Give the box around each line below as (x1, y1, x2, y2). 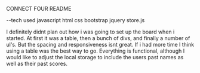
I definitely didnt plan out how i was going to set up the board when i (6, 28, 175, 35)
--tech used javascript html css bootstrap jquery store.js (6, 17, 145, 23)
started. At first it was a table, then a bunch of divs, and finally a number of (6, 35, 190, 41)
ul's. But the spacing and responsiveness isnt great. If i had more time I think (6, 41, 195, 48)
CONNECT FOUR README (6, 5, 72, 12)
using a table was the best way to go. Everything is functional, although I (6, 47, 185, 54)
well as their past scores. (6, 60, 67, 67)
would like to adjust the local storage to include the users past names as (6, 54, 184, 60)
